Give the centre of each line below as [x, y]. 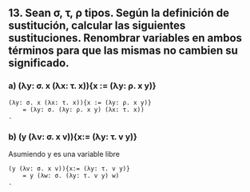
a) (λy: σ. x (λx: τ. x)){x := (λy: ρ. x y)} [83, 86]
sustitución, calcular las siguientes [97, 26]
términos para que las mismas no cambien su [123, 51]
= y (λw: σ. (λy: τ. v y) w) [71, 175]
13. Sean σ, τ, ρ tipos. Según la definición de [119, 13]
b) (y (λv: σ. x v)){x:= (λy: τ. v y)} [73, 137]
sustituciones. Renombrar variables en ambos [125, 38]
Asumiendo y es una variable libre [64, 154]
